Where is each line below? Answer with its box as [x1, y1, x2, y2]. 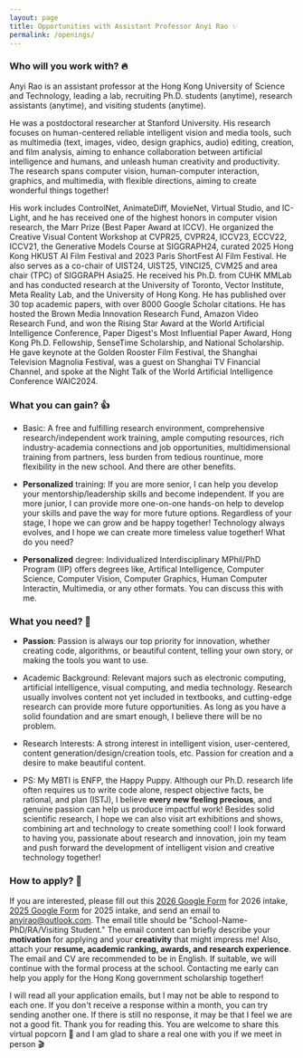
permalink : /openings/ [9, 30, 95, 39]
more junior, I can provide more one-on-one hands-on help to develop [22, 497, 285, 508]
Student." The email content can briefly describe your [71, 924, 270, 935]
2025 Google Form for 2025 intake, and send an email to [9, 905, 221, 916]
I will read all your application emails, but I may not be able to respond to [9, 989, 279, 1001]
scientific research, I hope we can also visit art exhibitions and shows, [22, 813, 283, 824]
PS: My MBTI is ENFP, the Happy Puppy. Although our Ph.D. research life [22, 775, 294, 786]
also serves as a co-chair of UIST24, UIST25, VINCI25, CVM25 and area [9, 260, 279, 271]
